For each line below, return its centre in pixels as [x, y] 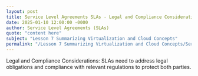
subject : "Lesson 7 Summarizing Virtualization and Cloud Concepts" [92, 39]
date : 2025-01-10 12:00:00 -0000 [47, 22]
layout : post [22, 11]
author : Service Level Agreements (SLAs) [58, 28]
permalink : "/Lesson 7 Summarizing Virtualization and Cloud [83, 44]
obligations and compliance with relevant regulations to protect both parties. [99, 67]
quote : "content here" [34, 33]
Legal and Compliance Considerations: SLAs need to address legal [87, 61]
